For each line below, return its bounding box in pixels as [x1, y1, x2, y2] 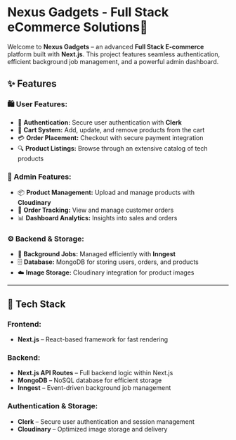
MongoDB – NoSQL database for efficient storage [17, 376, 162, 384]
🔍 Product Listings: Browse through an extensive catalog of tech [17, 144, 209, 152]
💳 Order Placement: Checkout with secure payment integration [17, 133, 204, 142]
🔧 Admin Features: [7, 172, 72, 182]
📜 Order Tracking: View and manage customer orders [17, 206, 174, 214]
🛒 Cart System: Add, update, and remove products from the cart [17, 125, 205, 134]
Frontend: [7, 319, 42, 329]
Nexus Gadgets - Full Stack [7, 4, 169, 20]
